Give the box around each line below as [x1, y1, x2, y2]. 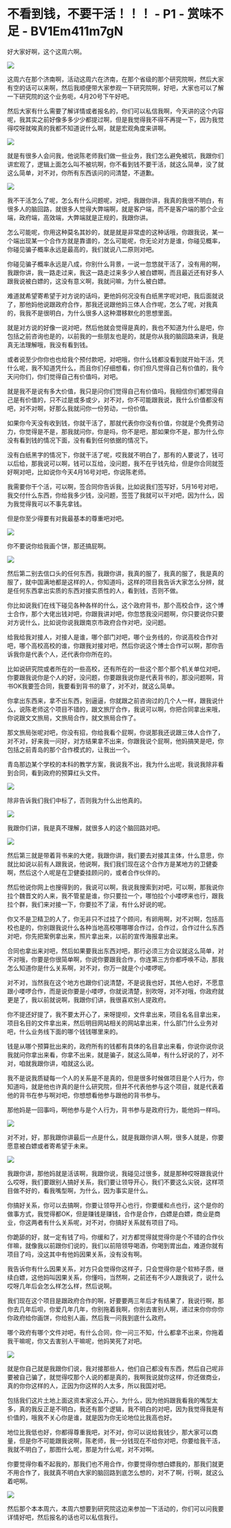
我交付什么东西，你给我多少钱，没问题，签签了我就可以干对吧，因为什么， [7, 491, 218, 499]
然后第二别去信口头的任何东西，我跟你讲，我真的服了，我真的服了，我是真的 [7, 569, 224, 578]
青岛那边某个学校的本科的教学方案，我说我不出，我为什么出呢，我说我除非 [7, 760, 218, 768]
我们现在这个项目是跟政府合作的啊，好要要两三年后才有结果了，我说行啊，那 [7, 1296, 224, 1305]
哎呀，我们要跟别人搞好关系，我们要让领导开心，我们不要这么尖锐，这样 [12, 1177, 218, 1186]
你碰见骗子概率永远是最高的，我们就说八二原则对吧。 [7, 245, 158, 253]
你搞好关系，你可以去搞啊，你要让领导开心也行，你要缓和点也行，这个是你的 [7, 1201, 224, 1209]
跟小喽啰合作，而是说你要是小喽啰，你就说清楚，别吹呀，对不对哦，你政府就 [7, 987, 224, 995]
